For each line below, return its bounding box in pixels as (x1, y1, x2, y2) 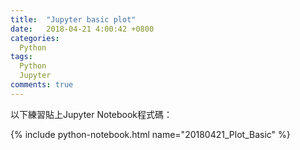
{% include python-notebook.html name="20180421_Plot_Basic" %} (10, 128, 291, 140)
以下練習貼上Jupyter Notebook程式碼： (10, 108, 173, 120)
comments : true (10, 80, 74, 90)
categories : (10, 33, 60, 43)
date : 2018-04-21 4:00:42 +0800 (10, 24, 155, 34)
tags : (10, 52, 33, 62)
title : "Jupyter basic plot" (10, 14, 137, 25)
